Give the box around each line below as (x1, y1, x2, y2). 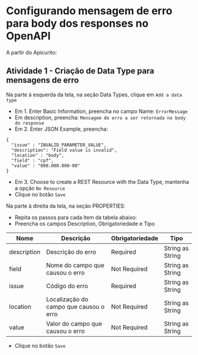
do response (14, 120, 44, 126)
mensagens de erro (6, 75, 80, 85)
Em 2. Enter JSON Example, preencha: (14, 125, 108, 133)
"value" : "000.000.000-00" (11, 163, 81, 169)
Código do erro (46, 282, 88, 290)
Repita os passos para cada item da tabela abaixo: (14, 214, 137, 221)
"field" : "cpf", (11, 157, 54, 163)
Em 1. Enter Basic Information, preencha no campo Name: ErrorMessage (14, 108, 188, 115)
